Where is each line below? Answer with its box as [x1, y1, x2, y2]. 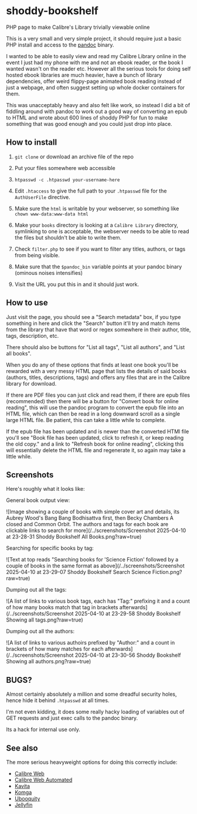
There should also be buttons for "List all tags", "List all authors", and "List [6, 343, 185, 351]
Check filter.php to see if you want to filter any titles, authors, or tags [14, 245, 186, 252]
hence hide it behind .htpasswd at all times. [6, 697, 110, 704]
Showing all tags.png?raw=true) [6, 616, 83, 623]
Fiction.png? [152, 569, 182, 576]
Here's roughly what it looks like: [6, 486, 85, 493]
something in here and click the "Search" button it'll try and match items [6, 320, 181, 327]
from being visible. [14, 251, 60, 258]
